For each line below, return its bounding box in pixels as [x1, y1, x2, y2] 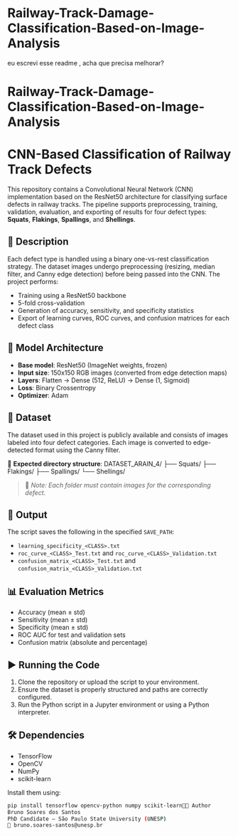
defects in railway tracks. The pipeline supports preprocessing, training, [7, 200, 218, 209]
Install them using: [7, 788, 61, 797]
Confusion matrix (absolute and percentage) [17, 638, 148, 647]
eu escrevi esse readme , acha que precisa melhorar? [7, 58, 165, 67]
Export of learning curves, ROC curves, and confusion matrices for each [17, 313, 229, 322]
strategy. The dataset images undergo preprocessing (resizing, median [7, 262, 215, 271]
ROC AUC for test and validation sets [17, 631, 126, 639]
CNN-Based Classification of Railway [7, 146, 232, 163]
